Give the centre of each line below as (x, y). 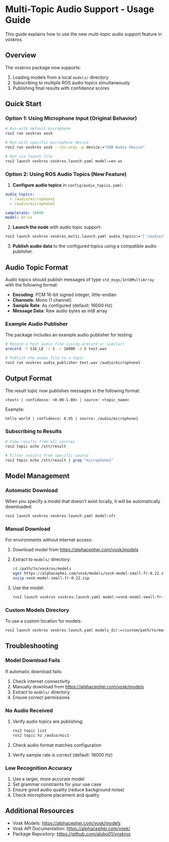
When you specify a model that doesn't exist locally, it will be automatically (83, 501)
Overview (21, 55)
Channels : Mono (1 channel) (42, 300)
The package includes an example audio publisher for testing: (69, 335)
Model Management (37, 476)
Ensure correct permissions (41, 697)
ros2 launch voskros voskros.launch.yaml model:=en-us (64, 161)
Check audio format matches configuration (57, 745)
